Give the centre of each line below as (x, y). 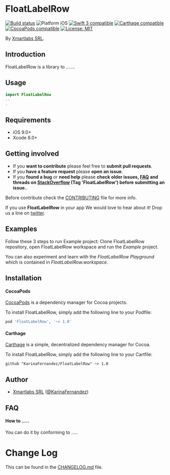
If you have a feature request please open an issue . (68, 171)
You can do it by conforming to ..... (42, 432)
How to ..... (17, 421)
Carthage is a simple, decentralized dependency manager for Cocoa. (78, 345)
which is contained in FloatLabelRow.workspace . (57, 262)
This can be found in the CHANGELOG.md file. (54, 467)
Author (17, 379)
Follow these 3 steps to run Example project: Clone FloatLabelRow (75, 241)
